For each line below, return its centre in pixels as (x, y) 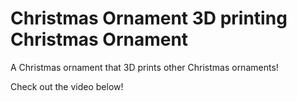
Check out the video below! (67, 86)
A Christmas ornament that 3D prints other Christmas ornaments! (144, 67)
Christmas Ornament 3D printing (149, 18)
